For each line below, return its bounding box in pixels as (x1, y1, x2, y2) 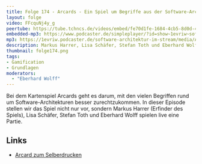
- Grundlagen (6, 64, 39, 71)
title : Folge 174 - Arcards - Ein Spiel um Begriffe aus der (6, 8, 163, 15)
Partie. (6, 118, 23, 125)
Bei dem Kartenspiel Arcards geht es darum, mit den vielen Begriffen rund (6, 93, 189, 100)
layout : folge (6, 14, 42, 20)
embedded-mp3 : (6, 31, 42, 37)
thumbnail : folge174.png (6, 48, 69, 54)
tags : (6, 53, 20, 59)
